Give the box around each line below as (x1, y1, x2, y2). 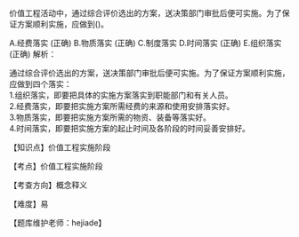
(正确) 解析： (9, 49, 57, 59)
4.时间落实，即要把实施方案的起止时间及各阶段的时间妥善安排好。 (9, 123, 251, 133)
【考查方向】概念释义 (9, 180, 87, 190)
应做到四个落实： (9, 79, 72, 89)
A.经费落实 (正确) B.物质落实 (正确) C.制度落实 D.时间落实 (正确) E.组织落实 (9, 38, 282, 48)
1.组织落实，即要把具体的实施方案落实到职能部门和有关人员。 (9, 90, 233, 100)
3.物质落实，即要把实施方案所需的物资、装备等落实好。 (9, 112, 212, 122)
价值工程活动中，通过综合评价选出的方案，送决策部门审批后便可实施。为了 (9, 8, 282, 18)
